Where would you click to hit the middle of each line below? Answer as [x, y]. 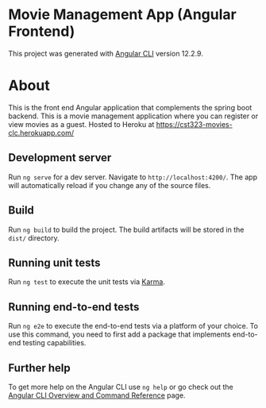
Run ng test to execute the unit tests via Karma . [87, 282]
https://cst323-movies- [194, 124]
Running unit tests [54, 262]
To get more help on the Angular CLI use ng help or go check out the [121, 387]
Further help [40, 368]
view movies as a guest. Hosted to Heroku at [81, 124]
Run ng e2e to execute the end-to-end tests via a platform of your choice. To [133, 326]
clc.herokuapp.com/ [41, 133]
